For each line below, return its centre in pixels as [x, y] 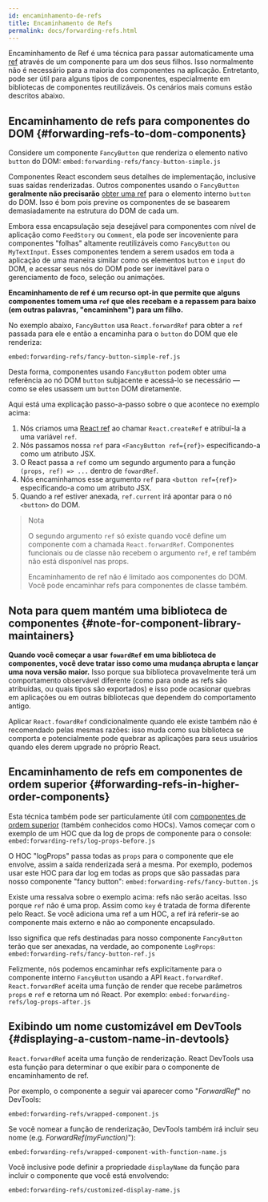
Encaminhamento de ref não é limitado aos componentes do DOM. [138, 577]
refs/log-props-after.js [50, 1002]
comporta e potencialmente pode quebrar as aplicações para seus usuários [133, 738]
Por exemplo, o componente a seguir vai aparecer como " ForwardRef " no [130, 1091]
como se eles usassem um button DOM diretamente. [95, 389]
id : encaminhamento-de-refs [55, 16]
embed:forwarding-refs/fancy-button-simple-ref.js [94, 357]
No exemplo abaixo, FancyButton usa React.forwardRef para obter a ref [126, 326]
